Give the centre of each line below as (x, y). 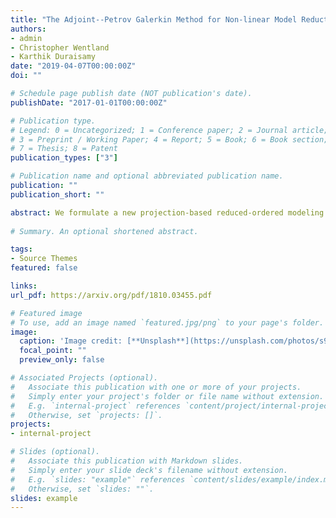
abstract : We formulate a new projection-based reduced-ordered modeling (167, 212)
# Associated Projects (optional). (84, 378)
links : (24, 286)
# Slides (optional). (55, 452)
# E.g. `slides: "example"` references (98, 479)
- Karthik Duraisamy (53, 57)
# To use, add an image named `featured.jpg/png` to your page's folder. (167, 322)
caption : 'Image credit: (71, 341)
